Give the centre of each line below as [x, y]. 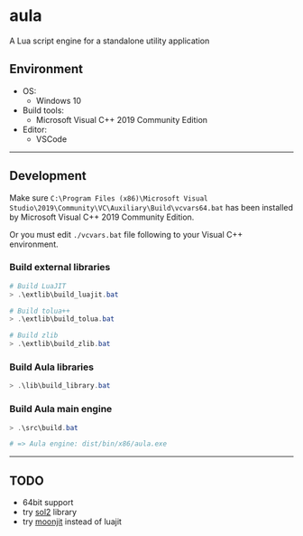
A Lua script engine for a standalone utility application [110, 41]
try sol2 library [50, 512]
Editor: [35, 129]
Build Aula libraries [52, 367]
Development [48, 176]
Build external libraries [60, 268]
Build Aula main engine [61, 409]
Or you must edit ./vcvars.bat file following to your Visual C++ [126, 234]
